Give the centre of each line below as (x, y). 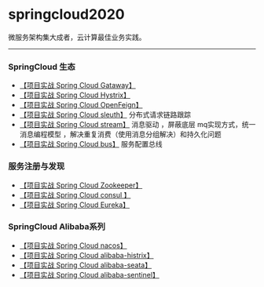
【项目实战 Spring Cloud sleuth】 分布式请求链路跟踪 (105, 114)
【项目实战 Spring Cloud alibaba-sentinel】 (89, 274)
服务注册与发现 (37, 166)
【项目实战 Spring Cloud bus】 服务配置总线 (91, 144)
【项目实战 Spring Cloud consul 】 (75, 194)
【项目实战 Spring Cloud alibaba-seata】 (85, 265)
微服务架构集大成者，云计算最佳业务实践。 (77, 37)
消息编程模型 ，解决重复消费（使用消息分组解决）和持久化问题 (120, 134)
